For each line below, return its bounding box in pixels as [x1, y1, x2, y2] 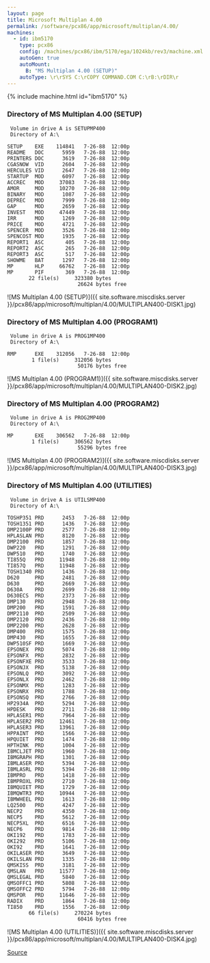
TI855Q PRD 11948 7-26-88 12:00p [7, 556, 130, 563]
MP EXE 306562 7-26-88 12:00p [7, 433, 130, 439]
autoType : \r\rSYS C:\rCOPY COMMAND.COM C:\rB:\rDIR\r [19, 73, 179, 81]
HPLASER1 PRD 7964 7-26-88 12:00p [7, 712, 130, 719]
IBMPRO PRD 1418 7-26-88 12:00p [7, 771, 130, 779]
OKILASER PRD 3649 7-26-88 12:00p [7, 849, 130, 856]
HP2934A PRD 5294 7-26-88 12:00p [7, 699, 130, 707]
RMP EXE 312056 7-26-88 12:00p [7, 350, 130, 357]
